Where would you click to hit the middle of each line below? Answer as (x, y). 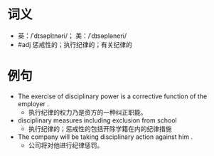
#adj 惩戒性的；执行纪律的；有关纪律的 (75, 44)
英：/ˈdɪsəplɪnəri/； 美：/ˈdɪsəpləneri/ (72, 36)
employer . (33, 103)
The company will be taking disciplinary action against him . (105, 137)
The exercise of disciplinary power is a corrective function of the (112, 96)
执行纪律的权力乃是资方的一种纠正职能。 (87, 112)
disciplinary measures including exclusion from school (97, 120)
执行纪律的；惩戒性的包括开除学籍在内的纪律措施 (100, 128)
